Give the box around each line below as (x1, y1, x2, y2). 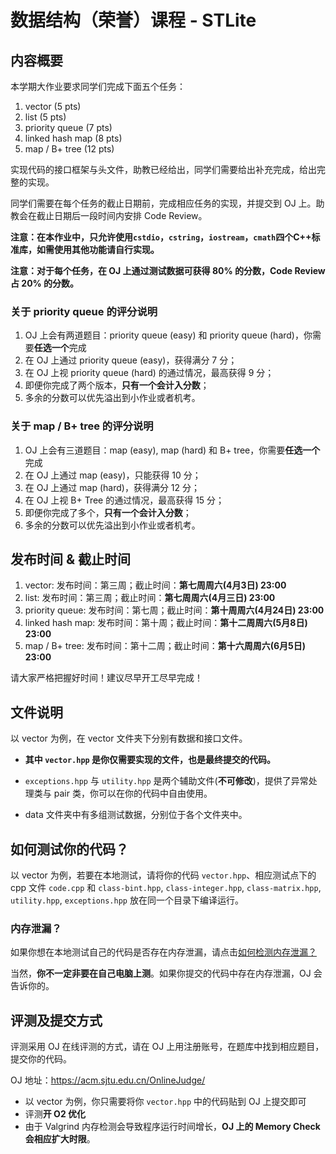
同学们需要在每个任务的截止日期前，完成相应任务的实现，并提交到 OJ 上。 (10, 197, 317, 209)
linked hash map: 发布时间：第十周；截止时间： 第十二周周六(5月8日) (24, 617, 308, 629)
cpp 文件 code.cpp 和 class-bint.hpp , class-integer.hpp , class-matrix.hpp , (10, 882, 322, 894)
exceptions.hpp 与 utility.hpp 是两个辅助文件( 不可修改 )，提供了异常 (24, 775, 309, 787)
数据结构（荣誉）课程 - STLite (10, 9, 257, 32)
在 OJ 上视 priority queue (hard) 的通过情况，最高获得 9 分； (24, 367, 275, 379)
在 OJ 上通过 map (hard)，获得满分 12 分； (24, 481, 201, 493)
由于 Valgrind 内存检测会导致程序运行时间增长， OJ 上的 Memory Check (24, 1121, 321, 1133)
